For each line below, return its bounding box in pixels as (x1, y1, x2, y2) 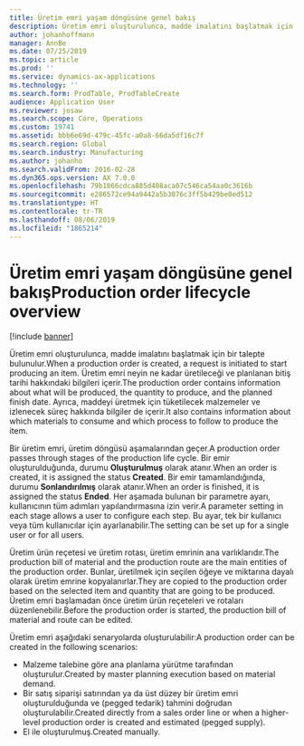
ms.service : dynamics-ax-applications (9, 72, 156, 81)
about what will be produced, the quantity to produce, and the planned (9, 387, 273, 398)
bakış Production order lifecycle (9, 282, 252, 302)
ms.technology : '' (9, 81, 79, 90)
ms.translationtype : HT (9, 198, 100, 208)
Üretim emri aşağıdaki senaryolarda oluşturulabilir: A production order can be (9, 632, 295, 643)
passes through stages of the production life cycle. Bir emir (9, 453, 231, 464)
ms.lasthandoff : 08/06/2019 (9, 215, 116, 225)
